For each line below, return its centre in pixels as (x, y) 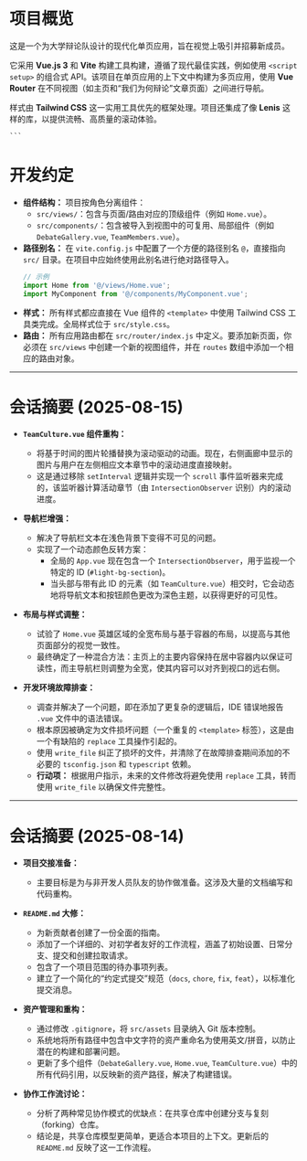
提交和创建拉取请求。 (93, 955)
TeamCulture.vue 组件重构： (74, 434)
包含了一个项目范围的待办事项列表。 (105, 967)
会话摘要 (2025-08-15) (97, 407)
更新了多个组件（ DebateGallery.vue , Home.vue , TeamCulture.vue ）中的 (167, 1063)
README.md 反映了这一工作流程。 (96, 1147)
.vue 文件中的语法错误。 (82, 719)
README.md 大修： (54, 913)
